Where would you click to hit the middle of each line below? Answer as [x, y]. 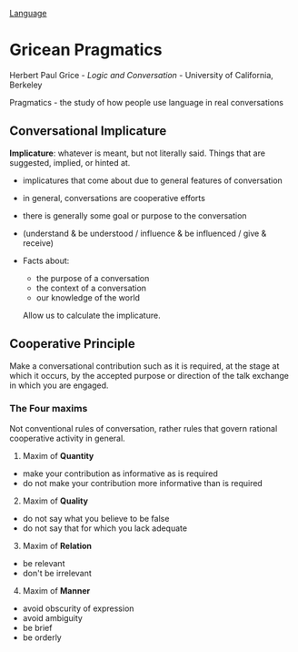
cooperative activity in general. [67, 438]
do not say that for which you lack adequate [105, 528]
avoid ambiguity [53, 617]
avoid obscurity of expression [78, 608]
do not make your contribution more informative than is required [143, 483]
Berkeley [26, 85]
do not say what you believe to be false [96, 518]
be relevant [44, 563]
